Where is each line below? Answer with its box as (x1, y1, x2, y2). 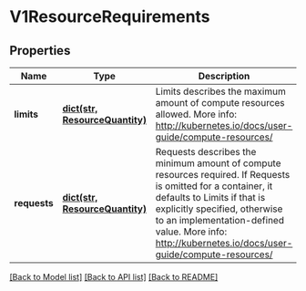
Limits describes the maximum (155, 85, 287, 98)
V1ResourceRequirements (9, 6, 211, 27)
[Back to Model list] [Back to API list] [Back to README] (9, 272, 219, 282)
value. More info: (155, 225, 228, 238)
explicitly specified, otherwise (155, 203, 283, 215)
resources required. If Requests (155, 169, 291, 181)
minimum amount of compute (155, 157, 281, 170)
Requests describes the (155, 146, 257, 158)
